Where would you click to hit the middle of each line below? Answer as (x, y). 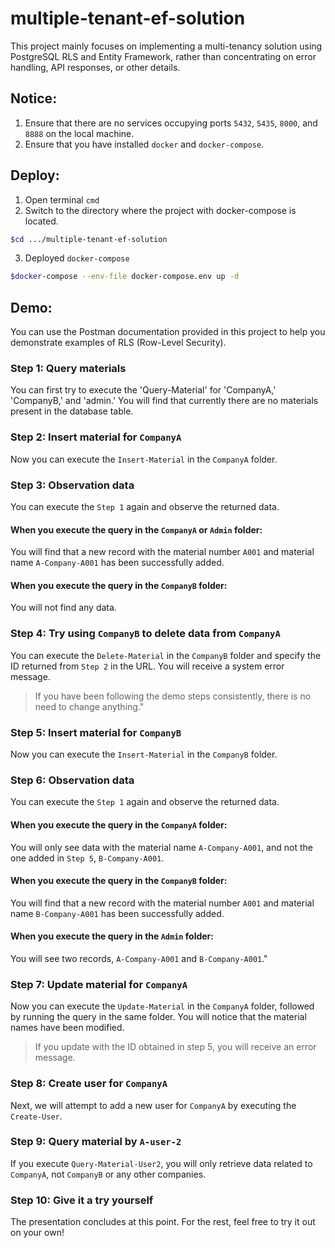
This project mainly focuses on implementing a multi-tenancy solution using (166, 46)
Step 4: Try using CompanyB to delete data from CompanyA (145, 634)
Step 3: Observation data (72, 485)
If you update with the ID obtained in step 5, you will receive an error (175, 1047)
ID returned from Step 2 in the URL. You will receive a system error (147, 666)
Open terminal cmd (62, 199)
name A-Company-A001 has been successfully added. (117, 563)
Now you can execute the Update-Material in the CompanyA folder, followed (162, 1006)
